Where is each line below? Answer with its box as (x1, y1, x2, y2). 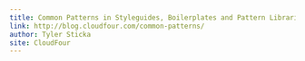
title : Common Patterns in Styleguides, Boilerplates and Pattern (9, 13, 266, 22)
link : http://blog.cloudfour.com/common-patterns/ (9, 22, 205, 30)
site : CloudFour (9, 38, 71, 48)
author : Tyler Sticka (9, 30, 92, 39)
